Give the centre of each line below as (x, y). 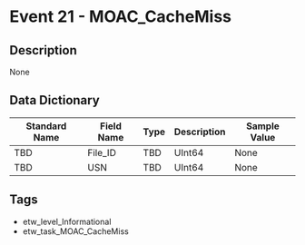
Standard (46, 126)
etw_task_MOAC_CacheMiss (75, 231)
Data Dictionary (54, 100)
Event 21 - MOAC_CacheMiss (120, 17)
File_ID (102, 152)
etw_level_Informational (67, 221)
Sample (263, 126)
